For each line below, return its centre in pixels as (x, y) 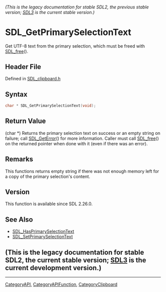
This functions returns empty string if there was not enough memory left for (82, 171)
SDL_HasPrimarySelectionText (43, 232)
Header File (23, 67)
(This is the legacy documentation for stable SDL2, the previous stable (77, 7)
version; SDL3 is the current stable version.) (50, 12)
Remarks (19, 159)
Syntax (16, 94)
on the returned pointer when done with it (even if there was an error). (77, 143)
